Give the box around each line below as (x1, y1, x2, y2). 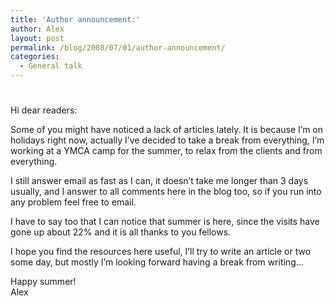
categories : (10, 52, 60, 62)
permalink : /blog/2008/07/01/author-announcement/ (10, 42, 226, 53)
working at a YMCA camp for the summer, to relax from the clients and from (10, 145, 323, 157)
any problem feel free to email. (10, 196, 137, 208)
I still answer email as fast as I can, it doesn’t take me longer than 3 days (10, 175, 309, 187)
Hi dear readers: (10, 104, 78, 116)
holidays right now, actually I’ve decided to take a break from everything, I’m (10, 134, 325, 146)
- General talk (19, 61, 83, 71)
